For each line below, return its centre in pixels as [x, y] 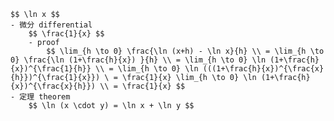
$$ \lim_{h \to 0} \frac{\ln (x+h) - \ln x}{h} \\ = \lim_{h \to [185, 51]
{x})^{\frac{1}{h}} [51, 69]
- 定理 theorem [40, 97]
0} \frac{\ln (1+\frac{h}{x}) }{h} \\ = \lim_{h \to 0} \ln [138, 60]
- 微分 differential [51, 25]
